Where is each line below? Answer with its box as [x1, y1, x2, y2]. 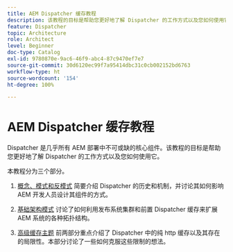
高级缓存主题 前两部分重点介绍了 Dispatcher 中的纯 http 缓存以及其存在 [17, 228, 221, 237]
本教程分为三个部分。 [7, 167, 68, 176]
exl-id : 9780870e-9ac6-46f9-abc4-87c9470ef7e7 [7, 56, 144, 62]
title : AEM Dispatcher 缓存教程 [7, 10, 97, 17]
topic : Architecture [7, 29, 67, 37]
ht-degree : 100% [7, 81, 54, 88]
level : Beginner [7, 42, 54, 49]
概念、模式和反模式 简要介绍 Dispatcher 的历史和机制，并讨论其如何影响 [17, 182, 224, 190]
